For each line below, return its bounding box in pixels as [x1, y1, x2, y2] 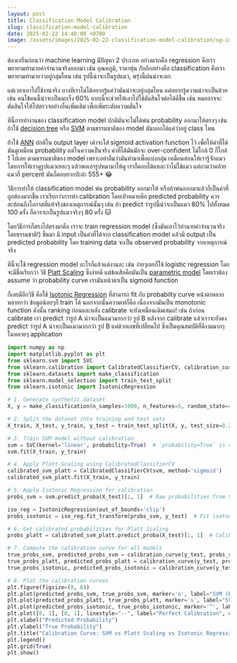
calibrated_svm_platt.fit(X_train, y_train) [7, 474, 140, 481]
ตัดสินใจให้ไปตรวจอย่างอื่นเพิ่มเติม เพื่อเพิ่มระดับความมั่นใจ [7, 102, 142, 110]
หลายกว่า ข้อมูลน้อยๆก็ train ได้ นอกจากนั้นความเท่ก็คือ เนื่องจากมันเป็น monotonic [7, 298, 207, 307]
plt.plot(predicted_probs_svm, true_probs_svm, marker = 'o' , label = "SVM [7, 590, 222, 597]
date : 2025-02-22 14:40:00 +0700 [7, 30, 106, 37]
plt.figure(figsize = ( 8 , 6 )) [7, 584, 90, 591]
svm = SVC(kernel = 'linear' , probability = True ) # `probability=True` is [7, 441, 226, 449]
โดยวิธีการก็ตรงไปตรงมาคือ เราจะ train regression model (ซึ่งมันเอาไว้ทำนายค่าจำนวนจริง [7, 222, 225, 230]
